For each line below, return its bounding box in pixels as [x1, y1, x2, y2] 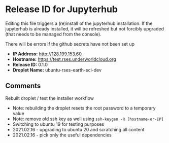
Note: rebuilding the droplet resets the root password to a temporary [12, 105, 156, 111]
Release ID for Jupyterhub [5, 4, 118, 15]
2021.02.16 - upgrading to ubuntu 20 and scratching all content [12, 126, 145, 132]
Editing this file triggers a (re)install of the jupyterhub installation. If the [5, 20, 153, 26]
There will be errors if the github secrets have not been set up [5, 41, 134, 47]
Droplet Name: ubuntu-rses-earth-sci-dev [12, 67, 102, 73]
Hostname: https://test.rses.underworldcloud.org [12, 56, 117, 62]
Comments [5, 82, 41, 90]
